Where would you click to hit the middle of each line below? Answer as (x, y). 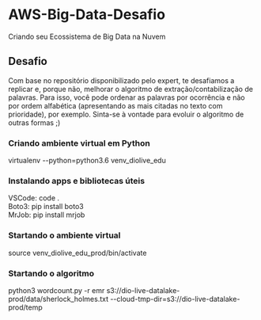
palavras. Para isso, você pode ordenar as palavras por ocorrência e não (127, 97)
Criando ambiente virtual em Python (79, 143)
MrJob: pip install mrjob (47, 215)
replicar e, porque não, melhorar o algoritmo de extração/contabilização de (130, 89)
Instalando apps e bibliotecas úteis (76, 181)
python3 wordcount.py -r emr (57, 290)
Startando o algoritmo (51, 273)
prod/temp (26, 307)
